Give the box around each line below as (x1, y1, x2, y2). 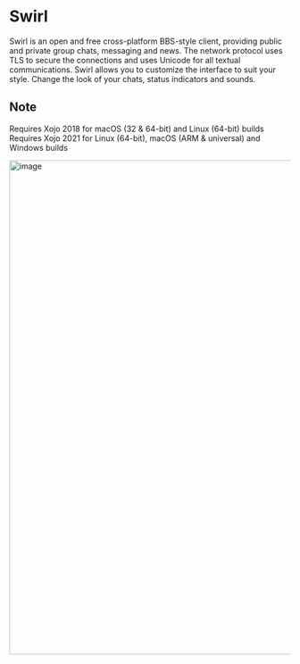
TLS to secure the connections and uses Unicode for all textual (9, 54, 241, 65)
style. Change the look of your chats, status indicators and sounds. (9, 73, 256, 84)
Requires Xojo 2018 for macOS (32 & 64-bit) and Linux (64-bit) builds (9, 123, 265, 134)
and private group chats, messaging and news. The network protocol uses (9, 45, 283, 55)
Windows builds (9, 142, 69, 153)
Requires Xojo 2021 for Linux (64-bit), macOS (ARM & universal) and (9, 132, 261, 144)
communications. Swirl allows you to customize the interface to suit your (9, 64, 277, 75)
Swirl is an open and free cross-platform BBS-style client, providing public (9, 36, 283, 46)
